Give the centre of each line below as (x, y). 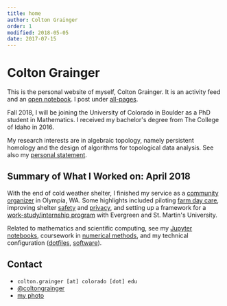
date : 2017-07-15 (32, 39)
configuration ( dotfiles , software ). (55, 243)
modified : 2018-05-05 (38, 33)
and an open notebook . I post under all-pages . (73, 99)
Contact (25, 264)
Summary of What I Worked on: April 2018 (99, 177)
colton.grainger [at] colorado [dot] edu (77, 281)
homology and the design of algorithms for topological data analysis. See (110, 148)
